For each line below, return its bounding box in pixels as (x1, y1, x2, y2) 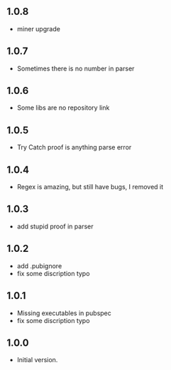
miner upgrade (16, 24, 61, 33)
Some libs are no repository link (16, 103, 110, 112)
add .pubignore (16, 261, 62, 270)
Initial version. (16, 356, 58, 364)
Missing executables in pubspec (16, 309, 111, 317)
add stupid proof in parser (16, 222, 94, 231)
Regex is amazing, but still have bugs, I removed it (16, 183, 164, 191)
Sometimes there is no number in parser (16, 64, 135, 73)
